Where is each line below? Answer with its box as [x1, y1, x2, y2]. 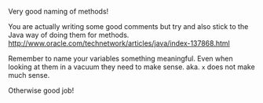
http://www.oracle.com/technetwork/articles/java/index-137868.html [8, 39, 230, 48]
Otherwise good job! [8, 86, 75, 95]
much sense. [8, 71, 50, 79]
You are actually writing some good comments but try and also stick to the [8, 22, 249, 31]
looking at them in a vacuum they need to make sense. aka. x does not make [8, 62, 255, 72]
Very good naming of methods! [8, 7, 109, 16]
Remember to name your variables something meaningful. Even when [8, 54, 233, 63]
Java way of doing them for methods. [8, 31, 130, 39]
